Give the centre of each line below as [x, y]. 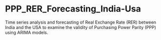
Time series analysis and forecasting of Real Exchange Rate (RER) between [81, 22]
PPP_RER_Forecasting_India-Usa [73, 9]
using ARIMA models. [27, 32]
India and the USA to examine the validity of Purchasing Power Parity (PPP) [80, 27]
